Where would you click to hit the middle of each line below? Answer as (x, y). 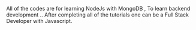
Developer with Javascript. (39, 21)
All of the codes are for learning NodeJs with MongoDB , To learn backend (98, 9)
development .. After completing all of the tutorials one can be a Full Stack (98, 15)
